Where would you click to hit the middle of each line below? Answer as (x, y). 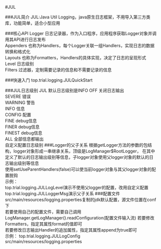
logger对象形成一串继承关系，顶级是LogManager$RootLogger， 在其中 (84, 151)
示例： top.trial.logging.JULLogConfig (43, 236)
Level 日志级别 (19, 64)
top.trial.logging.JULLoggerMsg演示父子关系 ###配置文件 (62, 193)
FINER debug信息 (22, 127)
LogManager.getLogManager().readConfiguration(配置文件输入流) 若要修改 (80, 218)
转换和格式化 (18, 51)
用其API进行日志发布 (25, 39)
